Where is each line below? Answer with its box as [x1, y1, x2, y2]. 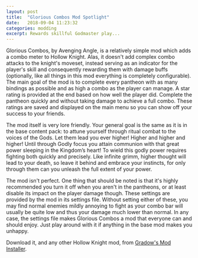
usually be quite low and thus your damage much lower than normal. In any [6, 209, 189, 216]
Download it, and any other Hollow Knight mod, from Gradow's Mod [6, 239, 171, 246]
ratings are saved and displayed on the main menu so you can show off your [6, 104, 192, 111]
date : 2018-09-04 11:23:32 [6, 20, 78, 26]
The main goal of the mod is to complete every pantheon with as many [6, 78, 178, 86]
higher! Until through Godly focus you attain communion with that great [6, 141, 180, 148]
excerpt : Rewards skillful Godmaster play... [6, 31, 120, 37]
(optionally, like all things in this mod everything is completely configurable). [6, 72, 191, 79]
